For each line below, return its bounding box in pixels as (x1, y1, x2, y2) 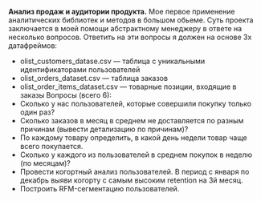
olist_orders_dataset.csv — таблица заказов (19, 74, 169, 82)
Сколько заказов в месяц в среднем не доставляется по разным (19, 116, 244, 125)
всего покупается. (19, 142, 84, 151)
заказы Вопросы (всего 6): (19, 90, 112, 99)
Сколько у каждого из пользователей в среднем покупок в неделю (19, 150, 253, 159)
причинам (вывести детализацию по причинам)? (19, 124, 189, 134)
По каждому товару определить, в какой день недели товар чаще (19, 133, 247, 143)
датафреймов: (8, 41, 58, 50)
